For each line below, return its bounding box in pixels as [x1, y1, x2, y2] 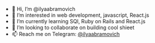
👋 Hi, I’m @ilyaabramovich [11, 6, 75, 12]
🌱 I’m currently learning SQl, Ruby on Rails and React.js [11, 18, 146, 24]
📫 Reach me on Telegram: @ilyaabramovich [11, 31, 120, 37]
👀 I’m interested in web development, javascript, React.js [11, 12, 149, 19]
